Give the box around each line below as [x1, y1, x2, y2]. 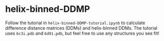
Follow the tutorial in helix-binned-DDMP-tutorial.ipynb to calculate [5, 20, 145, 26]
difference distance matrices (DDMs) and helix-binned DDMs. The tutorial [5, 25, 157, 31]
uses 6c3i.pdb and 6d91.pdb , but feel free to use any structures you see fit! [5, 30, 159, 36]
